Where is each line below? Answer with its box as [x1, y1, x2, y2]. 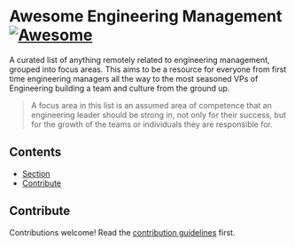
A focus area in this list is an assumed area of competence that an [30, 100, 272, 110]
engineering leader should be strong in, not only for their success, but [30, 109, 286, 120]
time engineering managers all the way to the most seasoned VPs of [9, 73, 259, 84]
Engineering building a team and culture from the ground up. [9, 83, 230, 93]
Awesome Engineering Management [9, 6, 283, 27]
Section [21, 168, 50, 179]
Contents [9, 145, 62, 160]
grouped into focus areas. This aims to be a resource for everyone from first [9, 64, 287, 75]
